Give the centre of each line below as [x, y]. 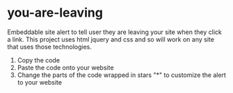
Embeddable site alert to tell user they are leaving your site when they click [115, 32]
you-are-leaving [55, 13]
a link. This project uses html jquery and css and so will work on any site [111, 39]
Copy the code [39, 60]
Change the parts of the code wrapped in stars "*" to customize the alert [121, 75]
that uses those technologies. [50, 46]
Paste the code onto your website [65, 67]
